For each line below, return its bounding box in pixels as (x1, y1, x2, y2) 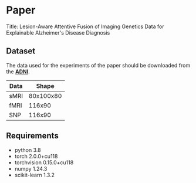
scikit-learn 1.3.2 (14, 171, 55, 178)
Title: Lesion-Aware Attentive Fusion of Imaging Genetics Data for (6, 23, 164, 30)
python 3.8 (14, 146, 41, 153)
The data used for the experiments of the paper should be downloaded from (6, 62, 191, 69)
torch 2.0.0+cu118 (14, 152, 58, 160)
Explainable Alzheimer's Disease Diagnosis (6, 29, 110, 36)
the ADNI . (6, 68, 31, 75)
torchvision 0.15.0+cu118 (14, 159, 74, 166)
